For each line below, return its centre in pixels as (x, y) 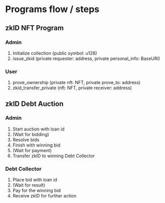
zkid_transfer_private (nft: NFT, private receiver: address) (72, 88)
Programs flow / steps (52, 9)
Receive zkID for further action (44, 196)
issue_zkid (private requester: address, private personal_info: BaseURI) (86, 58)
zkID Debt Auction (35, 104)
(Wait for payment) (32, 150)
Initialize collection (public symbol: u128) (55, 53)
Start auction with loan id (38, 129)
